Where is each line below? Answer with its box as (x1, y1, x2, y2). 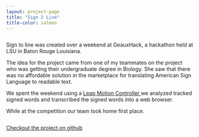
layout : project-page (6, 8, 60, 15)
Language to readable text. (6, 78, 73, 85)
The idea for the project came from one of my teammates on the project (6, 59, 183, 66)
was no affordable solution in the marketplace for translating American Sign (6, 72, 192, 79)
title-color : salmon (6, 20, 58, 26)
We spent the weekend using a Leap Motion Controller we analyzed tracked (6, 90, 192, 97)
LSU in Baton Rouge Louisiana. (6, 48, 82, 55)
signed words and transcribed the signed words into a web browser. (6, 96, 174, 103)
